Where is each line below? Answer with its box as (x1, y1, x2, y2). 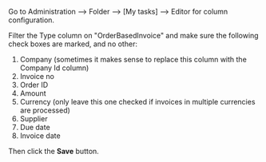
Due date (19, 123, 50, 132)
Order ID (19, 80, 49, 89)
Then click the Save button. (8, 147, 100, 156)
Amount (19, 89, 46, 98)
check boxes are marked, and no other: (8, 39, 138, 49)
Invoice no (19, 72, 54, 81)
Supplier (19, 114, 48, 123)
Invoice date (19, 131, 62, 140)
